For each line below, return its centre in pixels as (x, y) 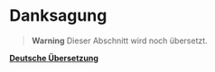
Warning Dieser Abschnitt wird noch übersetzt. (119, 40)
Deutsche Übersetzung (54, 58)
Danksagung (58, 16)
